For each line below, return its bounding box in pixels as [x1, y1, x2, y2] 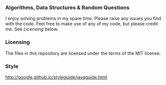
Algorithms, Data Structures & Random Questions [5, 4, 130, 11]
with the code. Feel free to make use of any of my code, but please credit [5, 21, 158, 27]
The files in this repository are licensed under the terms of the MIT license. [5, 50, 161, 56]
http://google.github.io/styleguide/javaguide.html [5, 74, 108, 80]
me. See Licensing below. [5, 26, 59, 32]
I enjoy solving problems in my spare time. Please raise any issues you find [5, 16, 161, 22]
